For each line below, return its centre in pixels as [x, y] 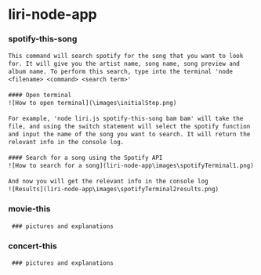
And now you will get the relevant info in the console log [109, 182]
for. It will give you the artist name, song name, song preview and [124, 64]
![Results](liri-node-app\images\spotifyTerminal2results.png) [114, 190]
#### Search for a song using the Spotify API [85, 158]
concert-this [33, 246]
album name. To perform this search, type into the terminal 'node [121, 72]
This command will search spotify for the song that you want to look [126, 56]
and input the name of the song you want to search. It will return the [129, 135]
